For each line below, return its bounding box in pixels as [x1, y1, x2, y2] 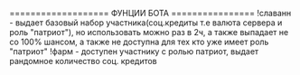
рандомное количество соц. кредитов [9, 56, 158, 66]
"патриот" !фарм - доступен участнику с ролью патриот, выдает [9, 46, 259, 57]
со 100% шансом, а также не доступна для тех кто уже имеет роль [9, 36, 269, 47]
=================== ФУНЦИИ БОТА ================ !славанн [9, 8, 292, 18]
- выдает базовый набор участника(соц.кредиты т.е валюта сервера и [9, 17, 283, 28]
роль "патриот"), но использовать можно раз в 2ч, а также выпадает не [9, 27, 289, 37]
